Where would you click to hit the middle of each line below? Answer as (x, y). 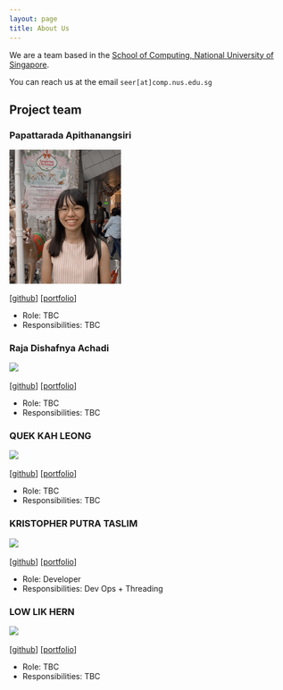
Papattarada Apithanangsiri (71, 135)
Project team (46, 109)
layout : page (33, 19)
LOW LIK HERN (42, 611)
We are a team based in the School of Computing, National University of (141, 55)
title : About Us (39, 28)
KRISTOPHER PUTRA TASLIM (74, 524)
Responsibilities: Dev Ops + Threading (92, 588)
